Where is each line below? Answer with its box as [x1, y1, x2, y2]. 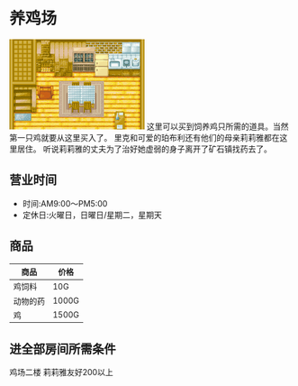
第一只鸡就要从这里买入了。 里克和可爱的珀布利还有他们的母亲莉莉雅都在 [9, 132, 280, 142]
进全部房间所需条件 [9, 341, 116, 356]
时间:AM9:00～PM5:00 [22, 198, 108, 208]
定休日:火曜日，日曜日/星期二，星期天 [22, 209, 162, 220]
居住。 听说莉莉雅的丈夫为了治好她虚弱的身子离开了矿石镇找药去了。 [16, 143, 272, 154]
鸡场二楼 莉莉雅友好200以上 [9, 367, 114, 378]
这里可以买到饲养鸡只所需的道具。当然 [146, 121, 289, 132]
